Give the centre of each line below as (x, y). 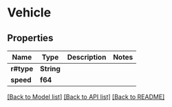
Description (87, 57)
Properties (30, 38)
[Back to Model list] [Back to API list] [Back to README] (86, 97)
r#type (22, 69)
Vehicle (29, 13)
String (50, 69)
